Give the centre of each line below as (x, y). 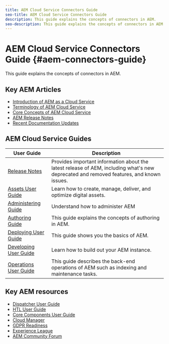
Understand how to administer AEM (93, 206)
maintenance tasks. (74, 274)
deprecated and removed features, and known (106, 174)
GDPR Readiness (30, 325)
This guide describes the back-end (93, 261)
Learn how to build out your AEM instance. (101, 250)
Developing (21, 247)
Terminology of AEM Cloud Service (49, 107)
